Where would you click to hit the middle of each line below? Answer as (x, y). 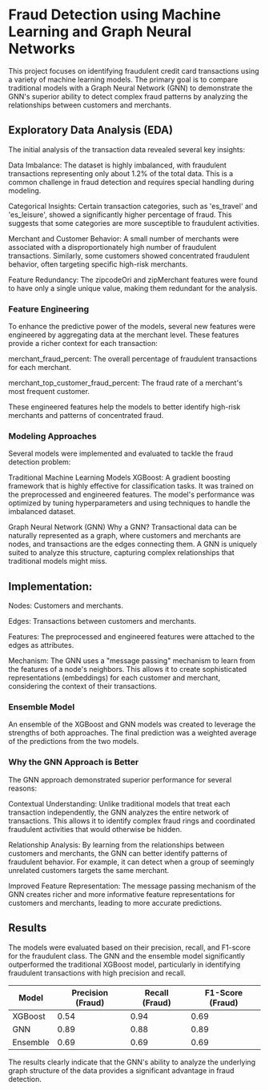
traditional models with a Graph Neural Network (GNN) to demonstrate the (130, 88)
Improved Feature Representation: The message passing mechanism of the (132, 886)
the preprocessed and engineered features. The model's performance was (131, 495)
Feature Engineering (49, 308)
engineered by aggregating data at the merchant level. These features (124, 335)
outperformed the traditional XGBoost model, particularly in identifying (124, 964)
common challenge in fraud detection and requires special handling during (131, 182)
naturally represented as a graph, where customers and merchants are (125, 536)
